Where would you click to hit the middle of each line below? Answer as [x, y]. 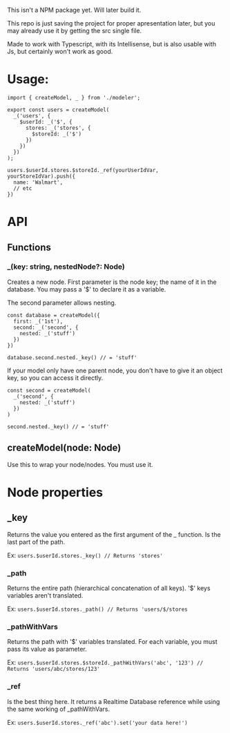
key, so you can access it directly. [55, 378]
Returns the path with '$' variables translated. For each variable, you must [112, 642]
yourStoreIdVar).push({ [41, 176]
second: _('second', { [46, 327]
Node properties [55, 492]
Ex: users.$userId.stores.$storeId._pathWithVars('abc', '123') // [105, 663]
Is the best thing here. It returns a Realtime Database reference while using [114, 701]
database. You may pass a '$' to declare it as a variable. [87, 289]
